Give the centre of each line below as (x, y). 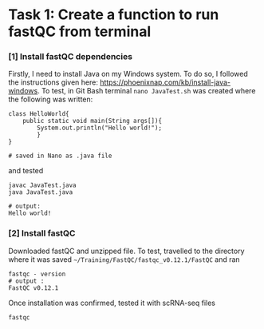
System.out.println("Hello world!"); (99, 128)
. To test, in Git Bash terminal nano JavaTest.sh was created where (146, 91)
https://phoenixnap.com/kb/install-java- (165, 82)
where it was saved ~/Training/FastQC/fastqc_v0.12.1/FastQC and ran (124, 259)
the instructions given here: (53, 82)
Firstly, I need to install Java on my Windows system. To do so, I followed (128, 74)
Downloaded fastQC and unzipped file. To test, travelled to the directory (126, 251)
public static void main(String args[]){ (92, 121)
